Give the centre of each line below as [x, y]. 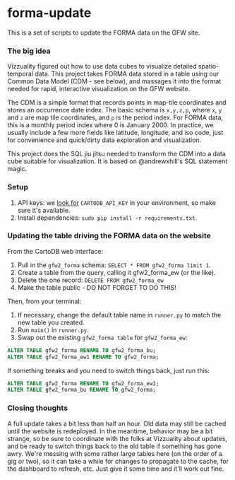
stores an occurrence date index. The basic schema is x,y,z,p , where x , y [115, 110]
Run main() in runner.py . [53, 329]
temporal [20, 74]
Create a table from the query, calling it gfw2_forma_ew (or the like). [117, 272]
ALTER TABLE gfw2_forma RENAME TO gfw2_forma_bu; [82, 350]
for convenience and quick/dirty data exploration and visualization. [104, 140]
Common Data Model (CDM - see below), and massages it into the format [114, 81]
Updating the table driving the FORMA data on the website [109, 236]
